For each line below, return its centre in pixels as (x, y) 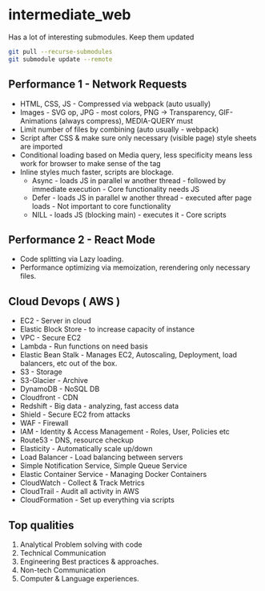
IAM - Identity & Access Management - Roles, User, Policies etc (125, 432)
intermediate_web (70, 15)
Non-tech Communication (62, 570)
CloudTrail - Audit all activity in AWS (80, 491)
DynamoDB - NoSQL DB (60, 389)
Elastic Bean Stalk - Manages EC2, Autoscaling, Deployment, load (128, 355)
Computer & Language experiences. (79, 578)
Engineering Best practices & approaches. (89, 561)
